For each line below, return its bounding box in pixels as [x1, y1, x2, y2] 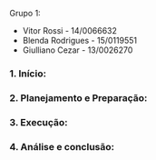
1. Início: [9, 67, 47, 80]
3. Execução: [9, 115, 68, 128]
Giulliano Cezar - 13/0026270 [22, 45, 133, 55]
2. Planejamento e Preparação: [9, 91, 148, 104]
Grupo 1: [9, 8, 41, 18]
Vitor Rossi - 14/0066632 [22, 25, 118, 35]
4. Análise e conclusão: [9, 140, 115, 153]
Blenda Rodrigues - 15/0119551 [22, 35, 138, 45]
